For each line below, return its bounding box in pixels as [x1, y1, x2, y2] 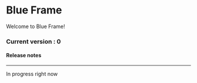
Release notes [6, 52, 42, 59]
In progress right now [6, 71, 58, 78]
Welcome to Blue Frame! [6, 23, 66, 30]
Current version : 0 [6, 37, 62, 46]
